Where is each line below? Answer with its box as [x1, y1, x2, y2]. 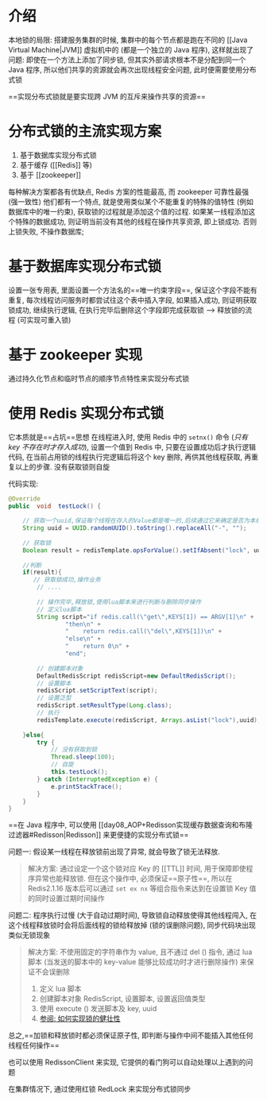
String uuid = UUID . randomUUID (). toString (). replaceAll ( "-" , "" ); [22, 524, 247, 532]
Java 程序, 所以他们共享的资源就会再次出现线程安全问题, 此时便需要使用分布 [8, 64, 257, 74]
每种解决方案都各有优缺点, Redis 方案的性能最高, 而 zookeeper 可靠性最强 [8, 187, 250, 196]
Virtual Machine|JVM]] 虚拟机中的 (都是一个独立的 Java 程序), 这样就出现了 [8, 44, 254, 54]
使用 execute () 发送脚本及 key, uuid [39, 1004, 157, 1014]
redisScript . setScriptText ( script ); [37, 686, 158, 695]
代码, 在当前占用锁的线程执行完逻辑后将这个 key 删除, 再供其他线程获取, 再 [8, 452, 252, 462]
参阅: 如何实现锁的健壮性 [39, 1014, 121, 1023]
